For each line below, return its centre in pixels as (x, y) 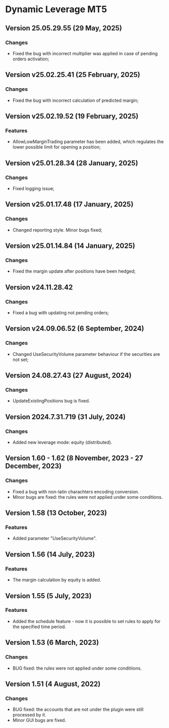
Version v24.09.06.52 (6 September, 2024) (75, 329)
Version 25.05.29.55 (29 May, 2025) (64, 28)
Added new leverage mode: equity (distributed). (62, 443)
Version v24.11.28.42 (39, 287)
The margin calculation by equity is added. (57, 580)
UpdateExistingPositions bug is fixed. (51, 401)
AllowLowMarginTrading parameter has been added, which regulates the (88, 142)
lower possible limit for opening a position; (57, 147)
